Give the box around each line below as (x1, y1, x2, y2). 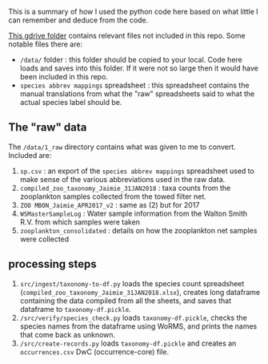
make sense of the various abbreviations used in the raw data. (19, 174, 226, 184)
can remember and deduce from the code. (8, 15, 149, 25)
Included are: (8, 150, 52, 160)
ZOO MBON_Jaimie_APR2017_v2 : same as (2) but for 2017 (19, 200, 200, 209)
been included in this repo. (19, 72, 108, 81)
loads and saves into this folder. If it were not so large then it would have (19, 63, 258, 73)
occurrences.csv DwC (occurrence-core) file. (19, 346, 170, 356)
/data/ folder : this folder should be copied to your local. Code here (19, 55, 242, 64)
